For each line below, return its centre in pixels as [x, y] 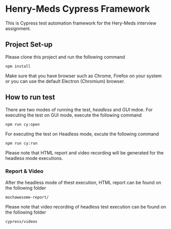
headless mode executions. [34, 158]
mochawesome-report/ [27, 197]
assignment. [18, 28]
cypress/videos [21, 221]
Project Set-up [29, 45]
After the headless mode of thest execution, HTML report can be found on [83, 182]
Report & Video [25, 171]
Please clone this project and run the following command [65, 57]
